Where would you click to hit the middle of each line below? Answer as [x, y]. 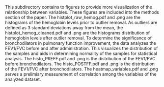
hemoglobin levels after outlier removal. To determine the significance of [79, 38]
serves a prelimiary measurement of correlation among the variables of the [81, 74]
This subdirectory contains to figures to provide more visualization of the [79, 7]
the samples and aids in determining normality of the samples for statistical [81, 53]
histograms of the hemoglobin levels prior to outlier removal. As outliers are [81, 22]
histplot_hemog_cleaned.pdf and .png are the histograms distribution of [78, 33]
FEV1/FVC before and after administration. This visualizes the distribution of [82, 48]
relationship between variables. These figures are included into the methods [82, 12]
